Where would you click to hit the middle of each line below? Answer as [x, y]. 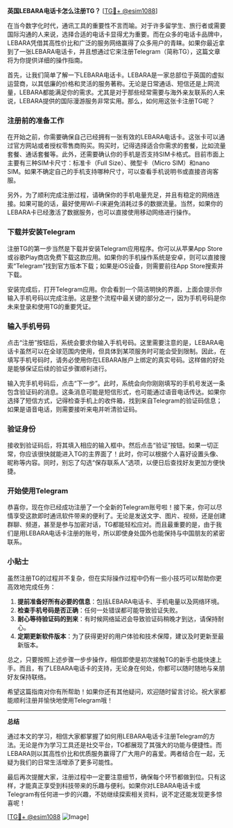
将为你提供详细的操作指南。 [47, 60]
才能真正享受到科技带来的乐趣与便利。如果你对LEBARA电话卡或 [110, 785]
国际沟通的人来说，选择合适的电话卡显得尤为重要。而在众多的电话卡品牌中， [116, 34]
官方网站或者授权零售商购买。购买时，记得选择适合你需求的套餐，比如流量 [119, 146]
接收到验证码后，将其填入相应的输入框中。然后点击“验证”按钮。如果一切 [110, 446]
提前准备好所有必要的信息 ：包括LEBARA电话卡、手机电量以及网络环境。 [120, 601]
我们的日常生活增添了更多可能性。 [68, 762]
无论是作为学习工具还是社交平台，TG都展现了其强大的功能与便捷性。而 [121, 745]
